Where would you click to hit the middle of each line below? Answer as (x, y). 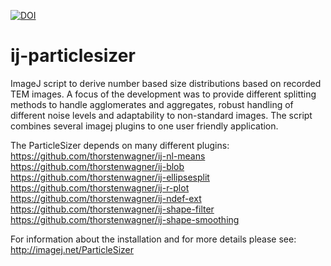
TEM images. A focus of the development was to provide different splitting (163, 94)
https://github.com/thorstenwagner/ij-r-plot (100, 187)
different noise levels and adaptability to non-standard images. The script (161, 115)
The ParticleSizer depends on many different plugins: (120, 145)
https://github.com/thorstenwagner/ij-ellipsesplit (110, 177)
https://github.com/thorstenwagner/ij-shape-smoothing (125, 219)
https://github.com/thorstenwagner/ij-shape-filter (112, 209)
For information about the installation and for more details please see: (153, 239)
